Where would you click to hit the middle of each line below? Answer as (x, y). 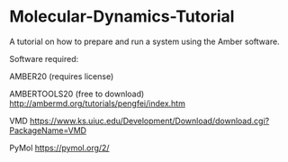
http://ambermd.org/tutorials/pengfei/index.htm (98, 103)
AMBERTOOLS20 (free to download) (77, 94)
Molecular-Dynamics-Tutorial (122, 17)
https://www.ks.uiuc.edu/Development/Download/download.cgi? (150, 121)
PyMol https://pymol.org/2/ (59, 148)
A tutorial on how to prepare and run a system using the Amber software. (145, 41)
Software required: (44, 58)
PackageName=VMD (48, 130)
